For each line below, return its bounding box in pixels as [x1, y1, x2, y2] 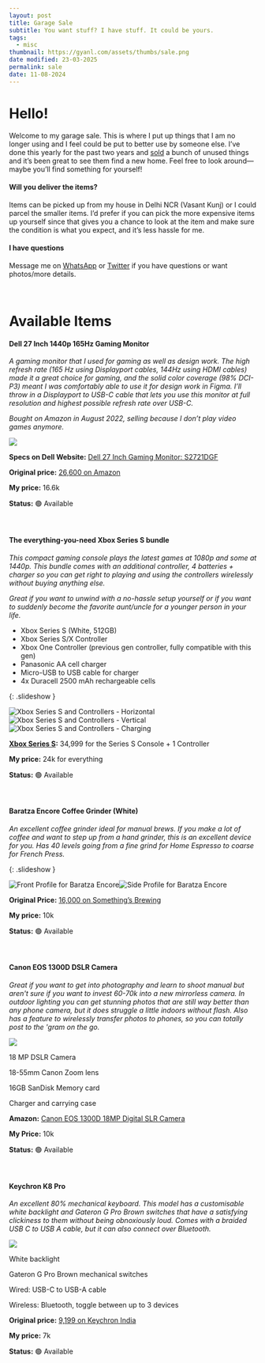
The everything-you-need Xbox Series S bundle [9, 535, 170, 544]
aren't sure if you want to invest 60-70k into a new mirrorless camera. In [9, 988, 245, 998]
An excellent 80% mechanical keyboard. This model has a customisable [9, 1199, 244, 1209]
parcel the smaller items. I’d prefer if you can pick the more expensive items [9, 208, 256, 218]
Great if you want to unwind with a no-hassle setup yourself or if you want [9, 593, 252, 603]
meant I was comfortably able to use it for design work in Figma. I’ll [21, 381, 242, 392]
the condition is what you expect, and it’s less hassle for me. [9, 225, 204, 234]
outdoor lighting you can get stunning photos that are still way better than [9, 997, 249, 1006]
